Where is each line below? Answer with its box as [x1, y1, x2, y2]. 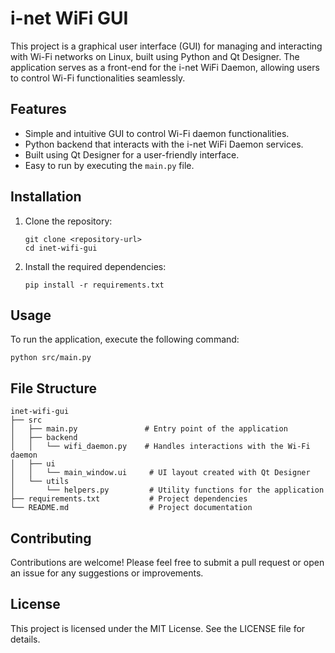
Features [10, 101, 67, 118]
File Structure [10, 380, 97, 397]
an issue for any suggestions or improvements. [10, 567, 204, 579]
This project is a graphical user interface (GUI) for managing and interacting [10, 40, 323, 52]
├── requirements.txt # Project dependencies [10, 494, 248, 504]
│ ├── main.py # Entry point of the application [10, 424, 288, 434]
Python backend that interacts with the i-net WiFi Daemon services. [24, 138, 304, 150]
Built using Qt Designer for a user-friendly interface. [24, 148, 240, 161]
